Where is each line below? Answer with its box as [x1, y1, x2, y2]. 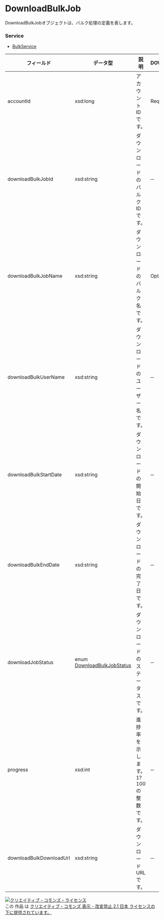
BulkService [12, 44, 37, 50]
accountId [7, 98, 31, 105]
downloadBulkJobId [7, 176, 54, 183]
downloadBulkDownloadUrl [7, 855, 70, 862]
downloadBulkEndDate [7, 561, 60, 568]
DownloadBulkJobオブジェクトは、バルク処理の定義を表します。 [5, 20, 136, 26]
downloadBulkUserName [7, 374, 65, 381]
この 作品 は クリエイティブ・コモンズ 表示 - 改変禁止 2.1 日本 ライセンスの [5, 903, 155, 909]
